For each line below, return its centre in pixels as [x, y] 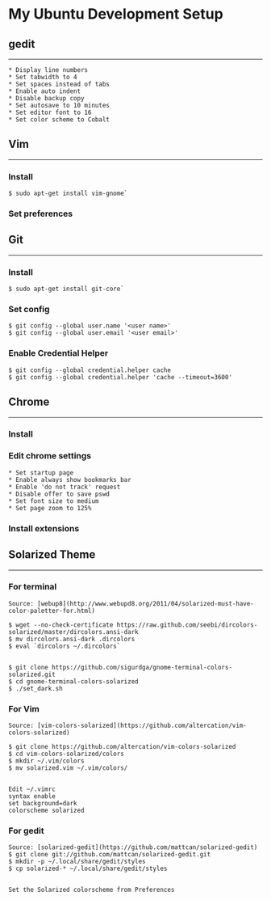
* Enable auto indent [45, 91]
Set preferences [41, 213]
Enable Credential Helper [58, 353]
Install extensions [44, 528]
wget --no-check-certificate [65, 625]
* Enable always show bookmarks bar [70, 480]
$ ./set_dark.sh [35, 688]
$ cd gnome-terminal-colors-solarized [73, 681]
